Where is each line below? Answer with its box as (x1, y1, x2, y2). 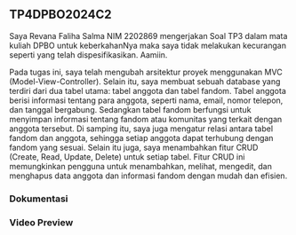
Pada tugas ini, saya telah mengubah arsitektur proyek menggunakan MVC (9, 67, 283, 77)
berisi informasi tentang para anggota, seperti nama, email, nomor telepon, (9, 95, 284, 106)
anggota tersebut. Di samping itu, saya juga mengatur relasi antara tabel (9, 123, 274, 134)
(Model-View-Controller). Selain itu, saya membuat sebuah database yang (9, 75, 281, 87)
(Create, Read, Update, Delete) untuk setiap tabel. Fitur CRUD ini (9, 151, 245, 162)
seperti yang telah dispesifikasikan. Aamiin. (9, 49, 168, 60)
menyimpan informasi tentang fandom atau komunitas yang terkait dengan (9, 114, 283, 124)
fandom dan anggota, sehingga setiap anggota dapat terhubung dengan (9, 132, 274, 143)
